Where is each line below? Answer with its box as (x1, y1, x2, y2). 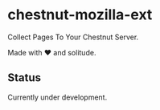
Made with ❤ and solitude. (7, 47, 96, 57)
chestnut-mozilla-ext (7, 6, 153, 24)
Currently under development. (7, 92, 108, 102)
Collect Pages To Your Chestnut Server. (7, 32, 139, 42)
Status (7, 71, 42, 85)
